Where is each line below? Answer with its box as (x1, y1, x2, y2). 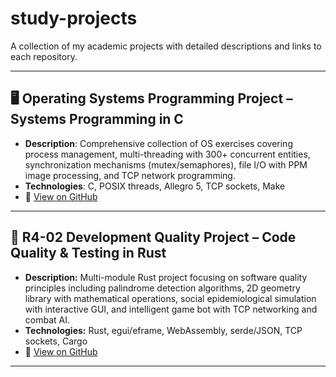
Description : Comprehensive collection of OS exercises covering (24, 137, 293, 149)
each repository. (10, 50, 78, 62)
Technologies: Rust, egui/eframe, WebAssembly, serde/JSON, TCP (24, 324, 303, 336)
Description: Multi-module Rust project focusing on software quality (24, 271, 308, 283)
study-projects (10, 7, 138, 30)
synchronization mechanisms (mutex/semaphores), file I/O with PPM (24, 158, 308, 171)
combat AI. (24, 313, 70, 326)
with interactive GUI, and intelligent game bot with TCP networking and (24, 303, 318, 315)
